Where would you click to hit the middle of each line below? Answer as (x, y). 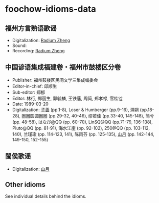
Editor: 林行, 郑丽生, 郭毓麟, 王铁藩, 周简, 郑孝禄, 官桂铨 (68, 98)
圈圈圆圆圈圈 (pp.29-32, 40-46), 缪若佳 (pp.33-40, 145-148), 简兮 (88, 115)
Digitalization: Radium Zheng (41, 40)
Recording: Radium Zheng (38, 51)
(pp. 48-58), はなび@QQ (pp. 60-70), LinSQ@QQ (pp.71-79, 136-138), (82, 122)
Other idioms (25, 185)
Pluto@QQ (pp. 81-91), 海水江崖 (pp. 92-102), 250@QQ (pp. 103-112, (81, 128)
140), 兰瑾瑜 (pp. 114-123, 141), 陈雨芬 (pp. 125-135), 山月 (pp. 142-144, (83, 134)
